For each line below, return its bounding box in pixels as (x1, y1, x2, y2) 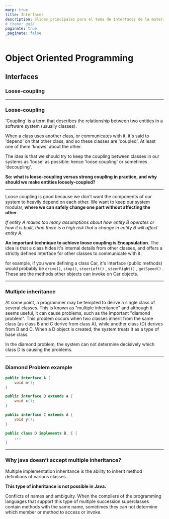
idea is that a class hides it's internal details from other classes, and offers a (5, 245, 162, 251)
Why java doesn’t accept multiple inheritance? (5, 457, 122, 464)
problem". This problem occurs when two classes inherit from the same (5, 315, 153, 322)
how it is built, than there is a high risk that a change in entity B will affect (5, 225, 158, 231)
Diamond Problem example (5, 364, 73, 371)
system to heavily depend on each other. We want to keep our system (5, 199, 150, 205)
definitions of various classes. (5, 473, 67, 479)
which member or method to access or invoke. (5, 509, 102, 515)
